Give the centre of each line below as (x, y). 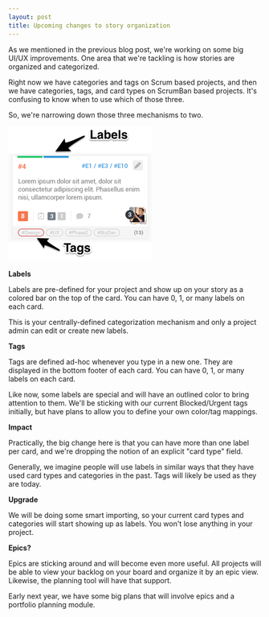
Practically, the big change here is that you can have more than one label (129, 442)
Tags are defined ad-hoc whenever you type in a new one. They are (120, 361)
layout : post (30, 17)
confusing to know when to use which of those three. (96, 99)
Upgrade (23, 500)
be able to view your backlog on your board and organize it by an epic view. (134, 572)
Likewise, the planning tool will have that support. (90, 580)
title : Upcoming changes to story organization (90, 25)
